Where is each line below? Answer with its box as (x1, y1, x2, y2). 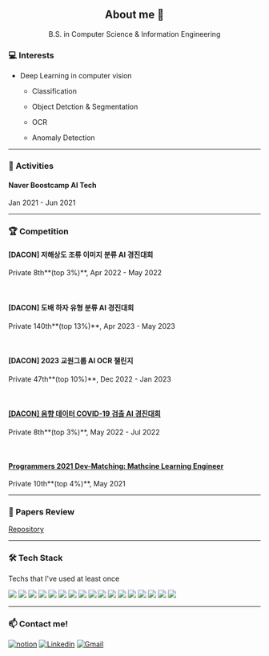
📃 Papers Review (8, 506, 74, 518)
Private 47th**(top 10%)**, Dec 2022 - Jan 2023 (8, 374, 172, 384)
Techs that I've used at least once (8, 574, 120, 583)
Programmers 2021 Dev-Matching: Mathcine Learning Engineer (8, 461, 224, 470)
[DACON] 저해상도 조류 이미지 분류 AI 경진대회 (8, 250, 154, 259)
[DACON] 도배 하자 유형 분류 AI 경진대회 (8, 302, 134, 312)
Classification (31, 86, 78, 96)
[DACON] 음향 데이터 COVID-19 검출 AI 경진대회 (8, 409, 162, 418)
